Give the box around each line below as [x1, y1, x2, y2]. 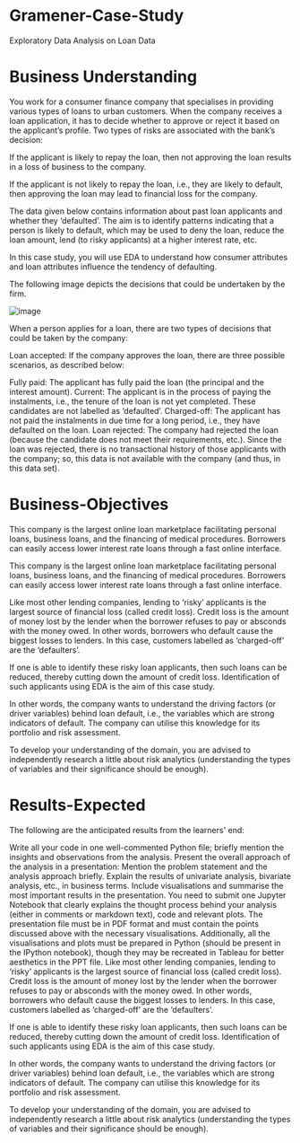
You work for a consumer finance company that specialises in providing [9, 96, 274, 107]
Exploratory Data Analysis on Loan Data [9, 35, 156, 46]
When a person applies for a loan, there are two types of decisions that [9, 322, 271, 333]
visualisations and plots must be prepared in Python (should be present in [9, 937, 281, 948]
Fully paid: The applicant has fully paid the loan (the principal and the [9, 376, 264, 387]
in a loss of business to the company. [9, 161, 147, 171]
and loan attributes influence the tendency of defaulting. [9, 261, 218, 272]
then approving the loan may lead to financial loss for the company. [9, 188, 258, 198]
